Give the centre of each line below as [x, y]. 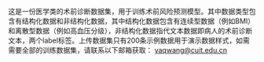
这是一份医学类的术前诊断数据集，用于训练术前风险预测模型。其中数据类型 [128, 11]
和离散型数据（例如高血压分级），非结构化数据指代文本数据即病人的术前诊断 [130, 31]
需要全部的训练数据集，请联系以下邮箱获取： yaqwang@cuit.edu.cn [118, 50]
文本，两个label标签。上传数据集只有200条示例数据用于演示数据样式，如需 [129, 40]
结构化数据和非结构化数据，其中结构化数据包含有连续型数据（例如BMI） [138, 21]
